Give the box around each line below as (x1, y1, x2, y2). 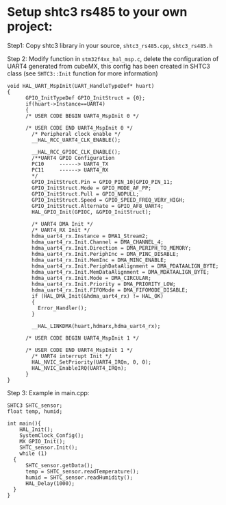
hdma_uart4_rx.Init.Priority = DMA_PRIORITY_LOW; (32, 281, 176, 287)
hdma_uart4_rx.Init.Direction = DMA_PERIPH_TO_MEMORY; (32, 244, 192, 251)
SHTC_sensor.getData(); (25, 462, 94, 469)
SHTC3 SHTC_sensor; (7, 402, 63, 409)
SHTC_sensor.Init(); (19, 444, 78, 451)
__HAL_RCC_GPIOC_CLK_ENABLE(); (32, 148, 121, 155)
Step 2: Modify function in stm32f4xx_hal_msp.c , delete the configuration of (7, 54, 219, 62)
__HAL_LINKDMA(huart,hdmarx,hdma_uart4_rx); (32, 322, 161, 329)
